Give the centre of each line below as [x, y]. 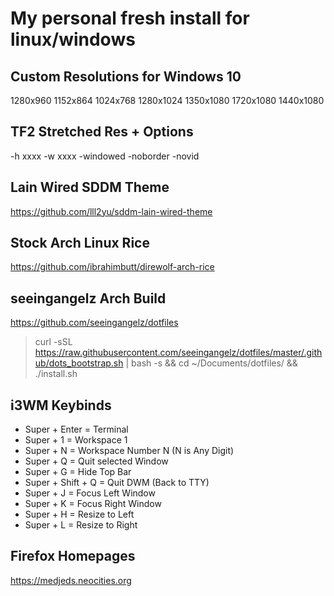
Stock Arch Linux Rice [80, 243]
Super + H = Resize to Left [79, 514]
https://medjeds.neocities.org [71, 580]
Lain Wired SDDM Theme [90, 187]
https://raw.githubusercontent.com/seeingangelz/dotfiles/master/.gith [178, 353]
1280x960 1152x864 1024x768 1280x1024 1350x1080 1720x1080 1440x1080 [167, 100]
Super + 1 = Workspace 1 [76, 440]
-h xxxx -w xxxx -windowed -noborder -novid [105, 156]
